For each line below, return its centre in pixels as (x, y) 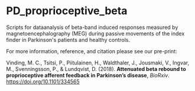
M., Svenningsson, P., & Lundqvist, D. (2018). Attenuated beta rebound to (96, 69)
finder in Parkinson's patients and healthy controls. (68, 40)
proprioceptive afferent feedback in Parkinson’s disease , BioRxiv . (88, 75)
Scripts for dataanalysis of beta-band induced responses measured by (92, 27)
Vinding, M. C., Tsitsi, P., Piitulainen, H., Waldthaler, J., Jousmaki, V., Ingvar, (98, 63)
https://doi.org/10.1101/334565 (43, 82)
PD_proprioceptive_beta (67, 11)
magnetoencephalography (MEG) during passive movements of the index (95, 33)
